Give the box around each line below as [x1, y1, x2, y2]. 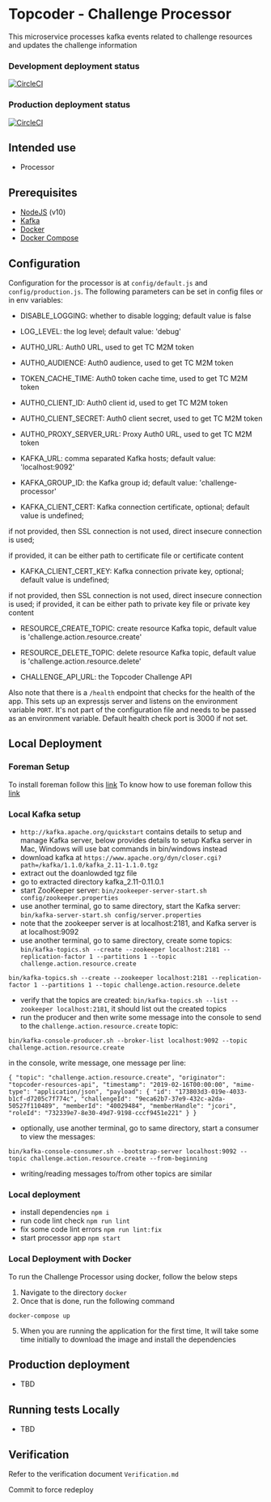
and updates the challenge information [8, 40, 138, 49]
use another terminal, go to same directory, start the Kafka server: [19, 901, 241, 910]
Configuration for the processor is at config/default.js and [8, 278, 208, 287]
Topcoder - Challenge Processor [8, 5, 232, 23]
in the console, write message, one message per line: [8, 1058, 186, 1067]
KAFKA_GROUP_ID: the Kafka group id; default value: [19, 477, 198, 487]
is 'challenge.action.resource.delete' [19, 656, 142, 666]
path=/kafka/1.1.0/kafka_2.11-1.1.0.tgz [19, 861, 159, 869]
